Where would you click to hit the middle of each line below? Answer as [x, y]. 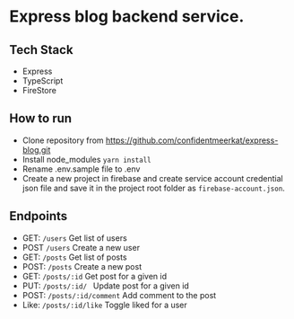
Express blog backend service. [127, 17]
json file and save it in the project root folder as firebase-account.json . [153, 188]
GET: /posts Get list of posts [74, 257]
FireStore [39, 90]
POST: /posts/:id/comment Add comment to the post [119, 295]
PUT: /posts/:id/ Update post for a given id [106, 286]
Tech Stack [41, 50]
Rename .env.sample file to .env [81, 169]
